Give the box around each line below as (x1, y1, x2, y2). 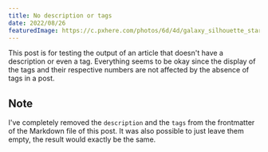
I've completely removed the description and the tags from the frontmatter (8, 118, 255, 127)
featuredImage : (8, 26, 59, 34)
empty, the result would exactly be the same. (8, 134, 156, 144)
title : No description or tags (8, 11, 112, 20)
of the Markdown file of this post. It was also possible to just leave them (8, 127, 245, 136)
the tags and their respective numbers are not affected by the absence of (8, 65, 250, 75)
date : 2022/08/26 (8, 19, 66, 27)
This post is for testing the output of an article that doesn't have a (8, 49, 223, 58)
